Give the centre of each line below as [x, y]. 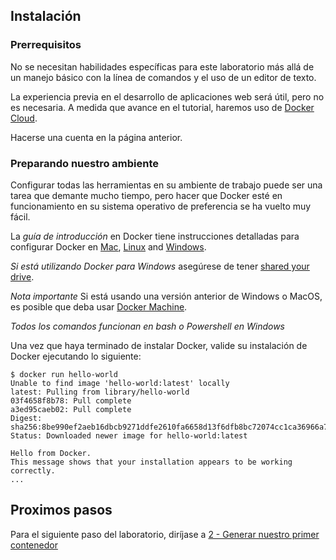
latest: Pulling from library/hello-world [100, 392]
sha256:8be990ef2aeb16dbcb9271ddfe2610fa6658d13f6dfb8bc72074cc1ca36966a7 [169, 427]
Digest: [26, 418]
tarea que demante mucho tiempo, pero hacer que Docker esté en [146, 195]
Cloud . [24, 118]
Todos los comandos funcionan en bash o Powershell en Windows [147, 326]
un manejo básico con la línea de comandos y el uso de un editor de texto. [163, 77]
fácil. [20, 216]
